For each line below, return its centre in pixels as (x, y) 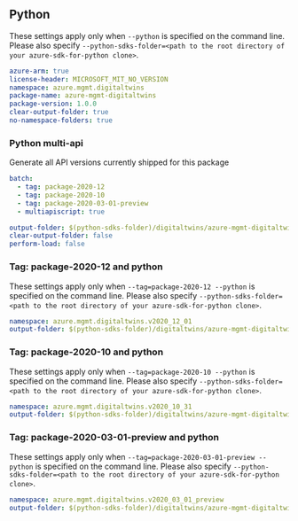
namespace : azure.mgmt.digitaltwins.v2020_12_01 (101, 321)
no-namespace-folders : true (61, 121)
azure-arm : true (39, 71)
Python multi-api (47, 143)
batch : (21, 179)
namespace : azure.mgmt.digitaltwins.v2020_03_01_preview (117, 500)
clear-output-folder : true (59, 113)
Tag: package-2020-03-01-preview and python (114, 438)
